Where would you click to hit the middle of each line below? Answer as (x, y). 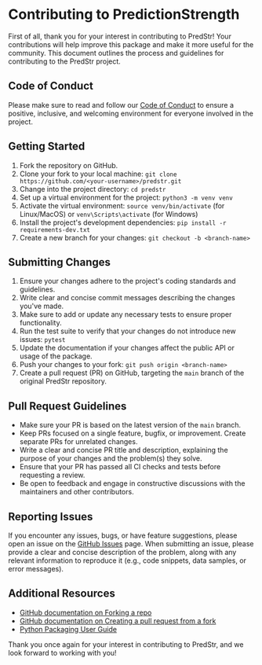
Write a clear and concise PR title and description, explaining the (124, 450)
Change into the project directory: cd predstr (93, 189)
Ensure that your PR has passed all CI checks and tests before (120, 467)
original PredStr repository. (63, 381)
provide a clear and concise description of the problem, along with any (122, 552)
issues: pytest (42, 340)
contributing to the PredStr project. (65, 61)
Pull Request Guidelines (67, 406)
